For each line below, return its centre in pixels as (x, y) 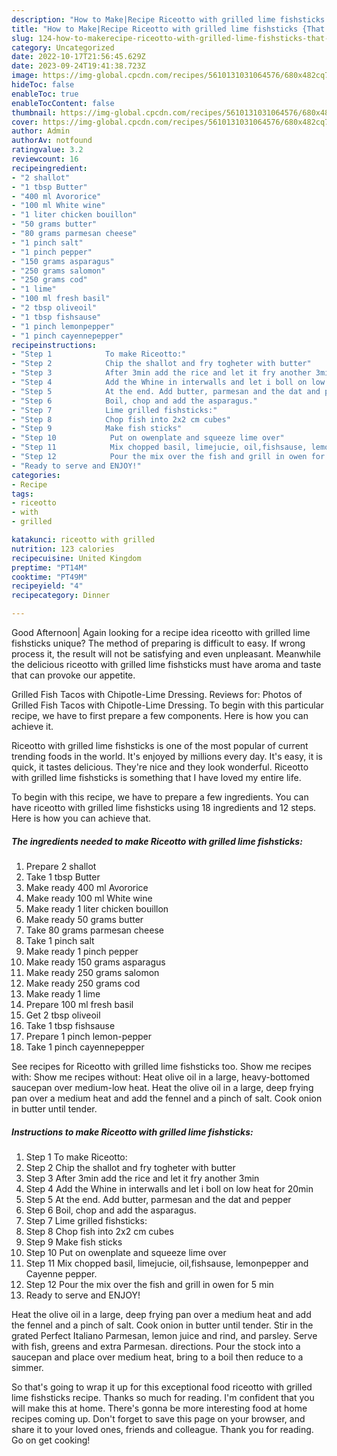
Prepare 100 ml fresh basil (79, 1004)
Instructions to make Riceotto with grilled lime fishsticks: (132, 1132)
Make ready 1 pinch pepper (82, 951)
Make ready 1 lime (63, 993)
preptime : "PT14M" (49, 567)
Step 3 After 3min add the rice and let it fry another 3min (142, 1178)
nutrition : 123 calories (63, 549)
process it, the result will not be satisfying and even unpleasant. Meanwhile (166, 654)
